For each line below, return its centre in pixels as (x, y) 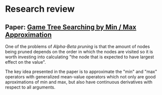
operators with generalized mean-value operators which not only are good (81, 77)
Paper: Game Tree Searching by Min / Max (71, 27)
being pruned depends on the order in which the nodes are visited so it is (79, 52)
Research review (40, 9)
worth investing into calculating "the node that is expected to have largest (80, 57)
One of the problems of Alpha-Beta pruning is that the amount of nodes (78, 47)
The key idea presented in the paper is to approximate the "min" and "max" (81, 71)
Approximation (28, 35)
